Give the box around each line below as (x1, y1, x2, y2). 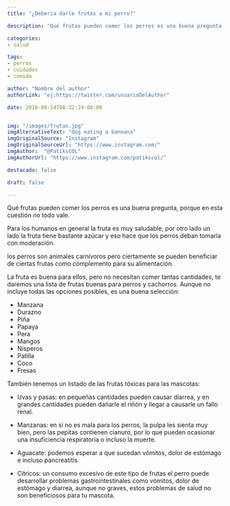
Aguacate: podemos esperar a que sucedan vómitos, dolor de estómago (16, 449, 222, 457)
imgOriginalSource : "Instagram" (7, 135, 99, 142)
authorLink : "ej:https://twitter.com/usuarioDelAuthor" (7, 91, 170, 98)
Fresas (16, 367, 36, 375)
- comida (7, 73, 32, 80)
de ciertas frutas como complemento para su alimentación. (7, 260, 174, 268)
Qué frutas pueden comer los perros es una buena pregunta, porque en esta (7, 204, 223, 212)
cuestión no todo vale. (7, 211, 70, 220)
